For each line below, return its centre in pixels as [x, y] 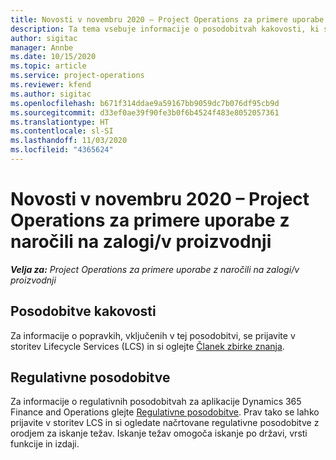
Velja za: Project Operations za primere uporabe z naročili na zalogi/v [155, 269]
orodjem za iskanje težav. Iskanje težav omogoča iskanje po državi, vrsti [159, 433]
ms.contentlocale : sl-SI [62, 131]
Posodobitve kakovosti [83, 311]
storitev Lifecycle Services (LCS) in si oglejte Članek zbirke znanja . [147, 346]
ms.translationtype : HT [60, 122]
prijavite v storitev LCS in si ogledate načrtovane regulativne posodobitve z [165, 423]
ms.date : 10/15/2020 [53, 57]
